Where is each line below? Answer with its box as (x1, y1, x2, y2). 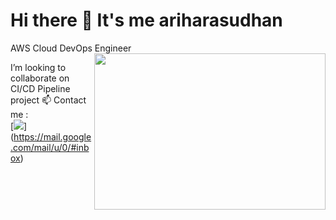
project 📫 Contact (10, 94, 87, 106)
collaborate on (10, 72, 70, 84)
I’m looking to (10, 61, 67, 73)
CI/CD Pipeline (10, 82, 71, 94)
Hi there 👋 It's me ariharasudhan (10, 9, 283, 32)
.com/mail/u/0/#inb (10, 141, 90, 153)
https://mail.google (13, 130, 92, 143)
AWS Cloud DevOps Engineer (10, 42, 132, 54)
